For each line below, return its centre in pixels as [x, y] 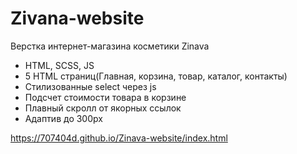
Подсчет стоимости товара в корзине [105, 97]
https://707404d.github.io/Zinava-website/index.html [119, 138]
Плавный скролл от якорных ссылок [103, 108]
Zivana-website [77, 18]
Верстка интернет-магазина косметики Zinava [110, 46]
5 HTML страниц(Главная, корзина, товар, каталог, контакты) [156, 76]
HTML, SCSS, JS [59, 65]
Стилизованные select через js [90, 86]
